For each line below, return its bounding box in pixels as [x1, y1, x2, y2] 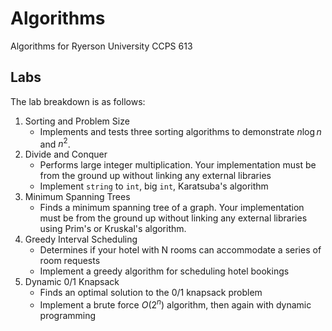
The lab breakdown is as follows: [10, 95, 146, 107]
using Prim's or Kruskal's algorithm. [39, 223, 187, 235]
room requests [39, 255, 101, 267]
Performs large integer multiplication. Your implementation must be [39, 159, 317, 171]
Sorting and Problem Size [24, 115, 130, 127]
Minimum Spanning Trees [24, 191, 131, 203]
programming [39, 310, 97, 322]
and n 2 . [39, 136, 71, 150]
